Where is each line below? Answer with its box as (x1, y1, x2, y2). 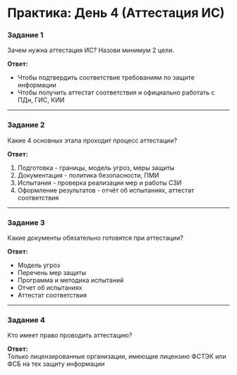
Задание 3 (7, 217, 45, 227)
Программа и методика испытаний (17, 276, 124, 285)
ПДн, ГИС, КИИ (17, 96, 65, 104)
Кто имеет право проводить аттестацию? (7, 331, 133, 340)
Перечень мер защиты (17, 269, 87, 277)
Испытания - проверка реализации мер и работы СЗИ (17, 178, 182, 187)
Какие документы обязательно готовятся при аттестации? (7, 234, 183, 242)
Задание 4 (7, 315, 46, 325)
